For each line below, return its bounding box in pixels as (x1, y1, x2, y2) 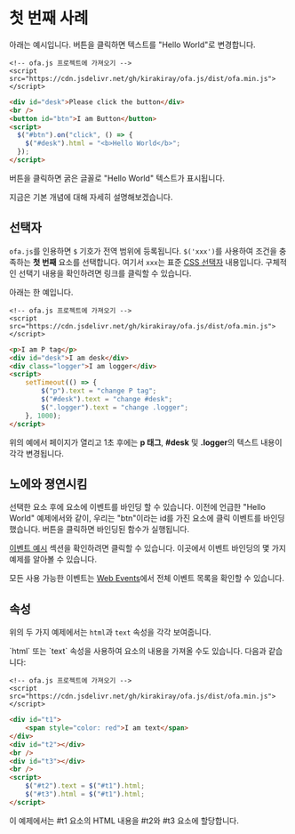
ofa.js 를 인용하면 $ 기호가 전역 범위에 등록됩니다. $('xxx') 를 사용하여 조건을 (9, 246, 277, 256)
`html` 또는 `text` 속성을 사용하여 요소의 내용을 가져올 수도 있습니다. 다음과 (9, 646, 267, 657)
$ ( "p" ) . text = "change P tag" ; (41, 386, 157, 396)
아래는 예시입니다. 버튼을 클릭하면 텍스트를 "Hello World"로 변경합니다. (9, 39, 256, 50)
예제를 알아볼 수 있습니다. (9, 554, 98, 565)
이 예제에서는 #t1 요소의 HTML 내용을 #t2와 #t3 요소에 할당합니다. (9, 815, 240, 826)
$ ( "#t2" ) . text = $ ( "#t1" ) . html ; (25, 781, 145, 790)
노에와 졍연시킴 (9, 476, 88, 491)
